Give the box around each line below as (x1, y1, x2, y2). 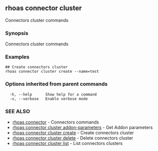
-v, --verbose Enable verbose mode (9, 96, 88, 101)
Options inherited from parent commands (5, 81, 108, 88)
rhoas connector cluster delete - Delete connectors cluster (12, 135, 134, 141)
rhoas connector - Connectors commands (12, 119, 99, 125)
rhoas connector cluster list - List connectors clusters (12, 141, 123, 146)
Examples (5, 53, 30, 60)
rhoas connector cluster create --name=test (5, 69, 99, 74)
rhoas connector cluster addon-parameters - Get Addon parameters (12, 125, 153, 130)
